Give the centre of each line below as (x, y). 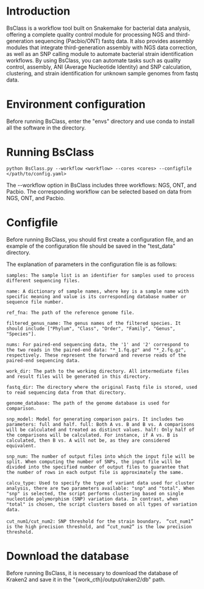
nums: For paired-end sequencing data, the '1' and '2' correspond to (98, 344)
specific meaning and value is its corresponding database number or (97, 296)
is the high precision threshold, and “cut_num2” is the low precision (99, 527)
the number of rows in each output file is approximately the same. (95, 472)
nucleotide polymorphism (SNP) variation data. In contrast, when (92, 499)
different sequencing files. (43, 281)
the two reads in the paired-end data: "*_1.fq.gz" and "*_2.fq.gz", (97, 350)
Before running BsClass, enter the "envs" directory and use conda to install (100, 121)
